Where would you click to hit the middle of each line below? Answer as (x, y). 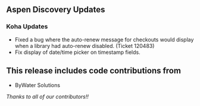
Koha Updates (27, 27)
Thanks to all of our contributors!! (48, 97)
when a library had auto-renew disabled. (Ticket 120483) (85, 46)
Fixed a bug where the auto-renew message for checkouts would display (104, 39)
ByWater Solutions (37, 85)
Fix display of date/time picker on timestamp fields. (78, 52)
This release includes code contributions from (94, 71)
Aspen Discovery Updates (56, 10)
